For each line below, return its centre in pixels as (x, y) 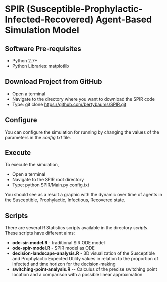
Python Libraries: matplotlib (41, 66)
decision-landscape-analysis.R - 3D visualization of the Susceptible (83, 253)
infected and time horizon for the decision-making (64, 264)
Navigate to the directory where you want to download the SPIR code (83, 99)
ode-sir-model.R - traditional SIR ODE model (59, 243)
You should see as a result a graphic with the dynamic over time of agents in (83, 195)
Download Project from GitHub (54, 81)
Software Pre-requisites (43, 49)
